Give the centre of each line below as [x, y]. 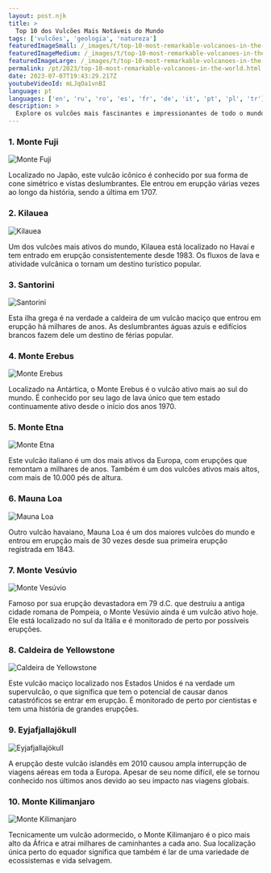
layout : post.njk [38, 16]
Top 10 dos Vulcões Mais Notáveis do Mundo [90, 31]
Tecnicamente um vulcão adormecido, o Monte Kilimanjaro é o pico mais [129, 834]
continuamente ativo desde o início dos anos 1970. [92, 407]
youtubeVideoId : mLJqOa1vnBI [57, 83]
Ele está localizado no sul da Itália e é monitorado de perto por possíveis [129, 621]
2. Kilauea [28, 213]
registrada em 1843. [42, 549]
